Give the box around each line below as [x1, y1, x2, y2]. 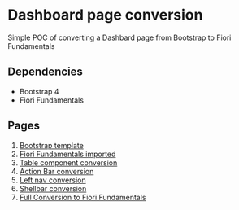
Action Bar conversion [19, 166, 94, 176]
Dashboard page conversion [7, 6, 203, 24]
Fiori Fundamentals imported [19, 149, 116, 159]
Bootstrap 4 [19, 86, 59, 96]
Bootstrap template [19, 140, 85, 150]
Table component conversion [19, 157, 118, 168]
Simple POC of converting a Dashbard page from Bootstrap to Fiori [7, 33, 232, 42]
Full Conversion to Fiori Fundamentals [19, 192, 147, 202]
